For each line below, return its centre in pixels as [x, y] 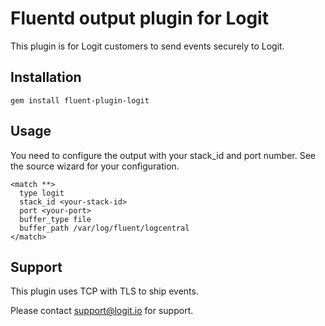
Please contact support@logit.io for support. [102, 311]
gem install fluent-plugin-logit [80, 100]
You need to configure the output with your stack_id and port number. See [163, 155]
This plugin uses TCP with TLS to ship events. [104, 291]
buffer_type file [55, 219]
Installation [46, 77]
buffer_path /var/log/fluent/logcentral [104, 228]
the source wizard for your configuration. [95, 166]
